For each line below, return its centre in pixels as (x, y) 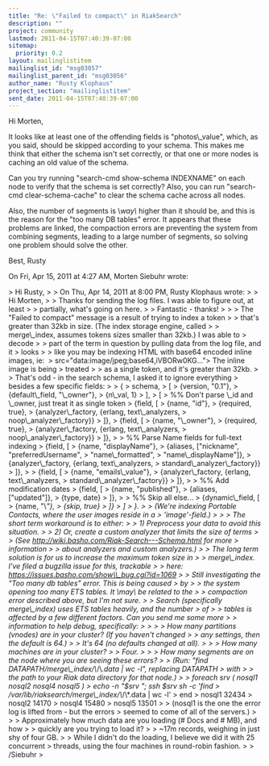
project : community (41, 31)
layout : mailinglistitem (50, 61)
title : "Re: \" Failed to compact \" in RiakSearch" (95, 16)
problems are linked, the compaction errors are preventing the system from (133, 228)
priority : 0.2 (39, 53)
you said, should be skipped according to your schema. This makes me (126, 145)
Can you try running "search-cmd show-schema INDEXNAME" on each (127, 178)
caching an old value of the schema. (68, 163)
